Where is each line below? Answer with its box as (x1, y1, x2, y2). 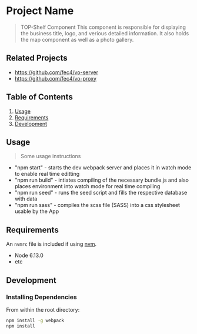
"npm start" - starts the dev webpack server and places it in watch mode (14, 164, 192, 171)
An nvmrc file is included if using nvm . (6, 241, 97, 248)
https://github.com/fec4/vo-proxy (14, 75, 97, 82)
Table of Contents (6, 92, 74, 102)
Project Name (6, 4, 74, 18)
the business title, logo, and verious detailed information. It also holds (20, 29, 189, 36)
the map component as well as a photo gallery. (20, 36, 134, 43)
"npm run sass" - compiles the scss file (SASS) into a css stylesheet (14, 202, 181, 209)
